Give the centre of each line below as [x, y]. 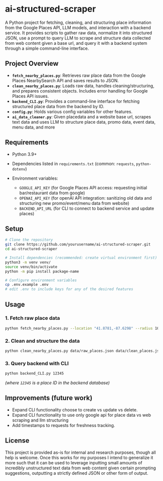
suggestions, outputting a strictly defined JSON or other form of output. [77, 473]
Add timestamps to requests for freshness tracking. [64, 425]
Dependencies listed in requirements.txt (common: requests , [73, 164]
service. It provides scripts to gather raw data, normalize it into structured [79, 33]
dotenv [19, 169]
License [17, 441]
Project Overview [32, 64]
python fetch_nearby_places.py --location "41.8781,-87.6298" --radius [79, 328]
